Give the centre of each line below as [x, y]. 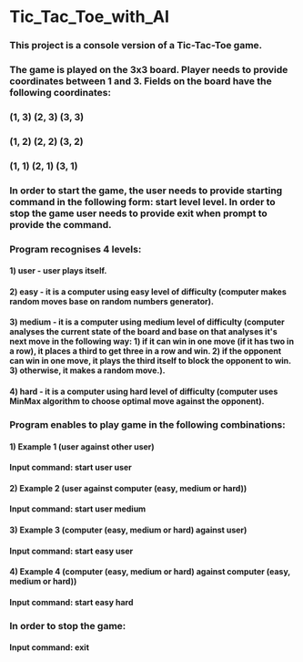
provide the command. [61, 224]
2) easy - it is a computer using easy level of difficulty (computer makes [148, 291]
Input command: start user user [71, 468]
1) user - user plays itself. [58, 271]
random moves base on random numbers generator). [112, 301]
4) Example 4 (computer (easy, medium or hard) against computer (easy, [150, 572]
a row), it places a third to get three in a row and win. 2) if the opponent [146, 351]
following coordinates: [61, 93]
